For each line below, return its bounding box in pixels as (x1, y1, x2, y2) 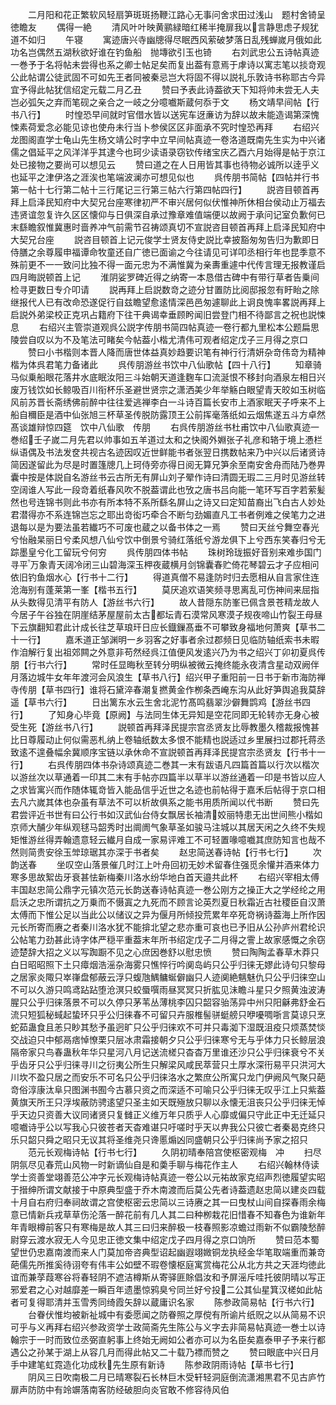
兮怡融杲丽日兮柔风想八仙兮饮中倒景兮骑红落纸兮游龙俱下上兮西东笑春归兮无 (10, 534, 326, 545)
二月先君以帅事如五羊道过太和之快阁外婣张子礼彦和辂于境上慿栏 (59, 434, 323, 445)
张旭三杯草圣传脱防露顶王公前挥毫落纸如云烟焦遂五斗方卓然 (79, 409, 326, 420)
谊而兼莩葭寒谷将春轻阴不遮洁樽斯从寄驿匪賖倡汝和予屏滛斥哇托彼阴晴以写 (10, 1271, 317, 1283)
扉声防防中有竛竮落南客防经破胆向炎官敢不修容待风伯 (10, 1384, 230, 1395)
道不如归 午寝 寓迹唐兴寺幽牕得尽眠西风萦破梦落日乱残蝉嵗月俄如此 (10, 34, 322, 45)
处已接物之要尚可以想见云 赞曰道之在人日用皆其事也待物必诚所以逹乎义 (10, 159, 320, 170)
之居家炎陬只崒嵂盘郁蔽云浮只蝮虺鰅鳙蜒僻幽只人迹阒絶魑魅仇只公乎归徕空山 (10, 971, 326, 983)
